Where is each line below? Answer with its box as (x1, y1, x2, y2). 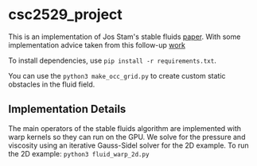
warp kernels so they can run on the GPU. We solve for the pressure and (8, 132, 246, 141)
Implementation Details (8, 102, 127, 116)
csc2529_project (8, 6, 123, 24)
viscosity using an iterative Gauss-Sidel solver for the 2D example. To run (8, 141, 249, 150)
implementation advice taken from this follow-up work (8, 40, 185, 49)
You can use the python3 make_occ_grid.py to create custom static (8, 71, 226, 80)
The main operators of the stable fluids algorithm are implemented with (8, 123, 241, 133)
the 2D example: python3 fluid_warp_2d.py (8, 149, 150, 158)
